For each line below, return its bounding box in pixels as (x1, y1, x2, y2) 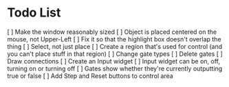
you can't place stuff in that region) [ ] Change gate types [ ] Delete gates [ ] (7, 50, 223, 58)
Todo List (7, 5, 61, 21)
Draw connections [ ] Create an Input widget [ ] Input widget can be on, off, (7, 57, 221, 65)
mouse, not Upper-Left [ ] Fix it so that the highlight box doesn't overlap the (7, 35, 221, 43)
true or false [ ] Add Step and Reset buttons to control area (7, 71, 173, 80)
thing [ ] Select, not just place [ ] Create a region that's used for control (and (7, 42, 223, 50)
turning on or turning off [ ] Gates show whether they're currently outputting (7, 64, 223, 72)
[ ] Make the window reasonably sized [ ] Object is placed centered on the (7, 28, 217, 36)
